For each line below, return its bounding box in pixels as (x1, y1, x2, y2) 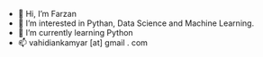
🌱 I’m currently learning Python (17, 28, 133, 37)
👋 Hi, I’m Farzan (17, 9, 77, 19)
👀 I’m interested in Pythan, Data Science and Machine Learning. (17, 18, 255, 28)
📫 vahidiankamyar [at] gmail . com (17, 37, 149, 48)
